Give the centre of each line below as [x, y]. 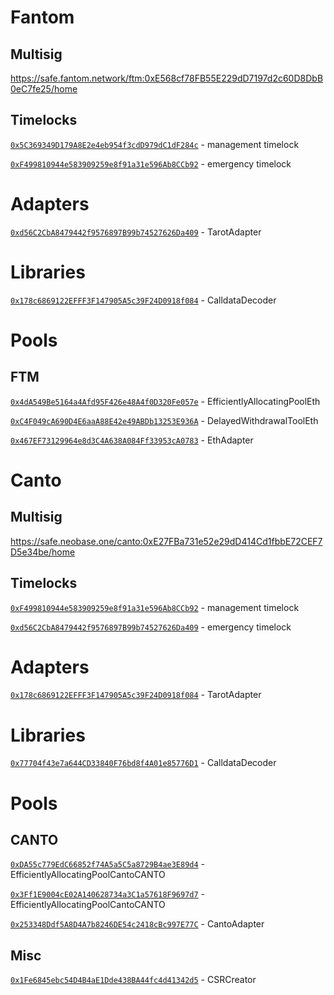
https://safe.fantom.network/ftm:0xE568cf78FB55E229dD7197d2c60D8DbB [167, 78]
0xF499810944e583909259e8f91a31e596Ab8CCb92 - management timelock [155, 607]
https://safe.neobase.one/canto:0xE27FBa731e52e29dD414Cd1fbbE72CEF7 [166, 541]
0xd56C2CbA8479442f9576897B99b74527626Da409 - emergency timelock [151, 627]
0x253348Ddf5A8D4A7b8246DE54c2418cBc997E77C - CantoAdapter [137, 924]
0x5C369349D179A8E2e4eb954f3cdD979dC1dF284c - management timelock [155, 144]
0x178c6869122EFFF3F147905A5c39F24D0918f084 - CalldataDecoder [143, 300]
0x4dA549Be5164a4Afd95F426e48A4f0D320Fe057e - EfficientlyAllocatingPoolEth [165, 401]
